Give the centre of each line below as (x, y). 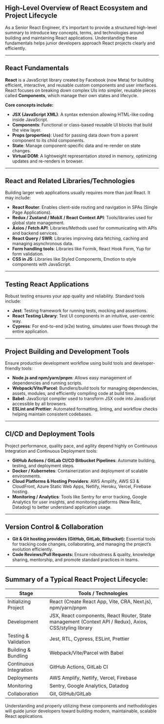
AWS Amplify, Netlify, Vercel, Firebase (93, 678)
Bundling (18, 656)
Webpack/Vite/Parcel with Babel (86, 653)
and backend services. (35, 233)
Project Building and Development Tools (67, 351)
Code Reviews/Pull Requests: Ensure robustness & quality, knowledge (83, 554)
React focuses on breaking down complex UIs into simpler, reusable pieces (81, 90)
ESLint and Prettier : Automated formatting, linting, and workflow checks (85, 409)
